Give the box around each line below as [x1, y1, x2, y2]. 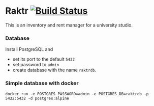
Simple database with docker [5, 79, 79, 87]
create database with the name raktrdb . [12, 67, 97, 73]
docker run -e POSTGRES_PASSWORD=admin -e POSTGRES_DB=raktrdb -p [5, 91, 149, 96]
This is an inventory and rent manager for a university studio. [5, 22, 133, 28]
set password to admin [12, 62, 59, 68]
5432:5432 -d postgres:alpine [5, 96, 70, 101]
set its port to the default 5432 [12, 56, 75, 62]
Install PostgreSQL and [5, 46, 53, 52]
